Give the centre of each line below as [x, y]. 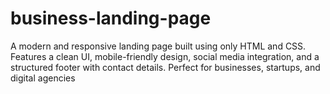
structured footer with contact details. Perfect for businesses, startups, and [165, 67]
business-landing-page [111, 18]
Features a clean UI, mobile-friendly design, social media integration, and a [165, 56]
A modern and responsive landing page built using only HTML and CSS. [158, 46]
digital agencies [43, 78]
